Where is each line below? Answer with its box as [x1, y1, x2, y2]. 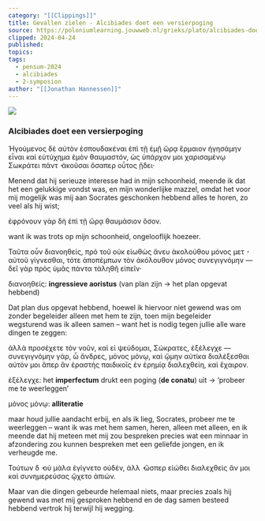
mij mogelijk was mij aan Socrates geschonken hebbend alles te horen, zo [8, 193, 248, 202]
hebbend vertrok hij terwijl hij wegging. [8, 503, 135, 513]
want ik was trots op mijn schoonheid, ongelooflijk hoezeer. [8, 231, 201, 241]
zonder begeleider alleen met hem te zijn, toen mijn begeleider [8, 311, 211, 320]
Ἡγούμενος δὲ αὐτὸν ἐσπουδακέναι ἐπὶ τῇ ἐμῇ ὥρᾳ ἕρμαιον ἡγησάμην [8, 144, 242, 153]
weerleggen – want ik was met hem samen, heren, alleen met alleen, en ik [8, 422, 248, 432]
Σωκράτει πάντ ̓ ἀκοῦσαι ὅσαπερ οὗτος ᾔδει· [8, 160, 155, 170]
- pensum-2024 [15, 63, 62, 71]
